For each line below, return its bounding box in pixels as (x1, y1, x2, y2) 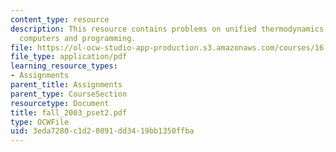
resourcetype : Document (10, 98, 110, 108)
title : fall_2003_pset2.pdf (10, 107, 128, 118)
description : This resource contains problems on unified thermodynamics (10, 24, 325, 34)
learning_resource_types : (10, 61, 118, 71)
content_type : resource (10, 14, 110, 25)
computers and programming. (19, 33, 137, 43)
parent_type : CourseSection (10, 89, 128, 99)
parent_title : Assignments (10, 80, 123, 90)
